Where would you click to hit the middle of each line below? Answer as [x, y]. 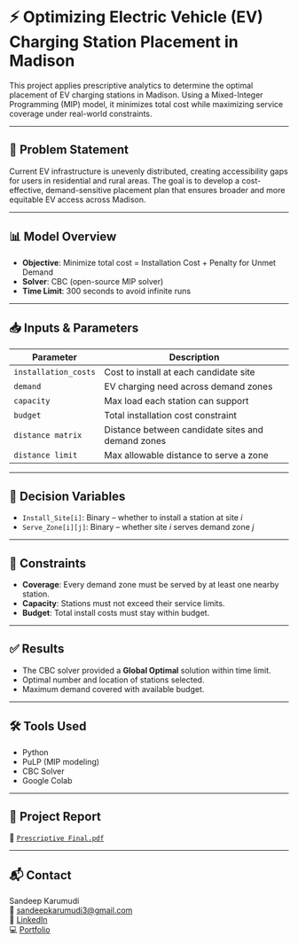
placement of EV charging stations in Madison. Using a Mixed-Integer [136, 95]
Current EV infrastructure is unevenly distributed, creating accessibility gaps [149, 171]
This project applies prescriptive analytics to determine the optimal [131, 85]
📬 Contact [40, 875]
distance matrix [48, 436]
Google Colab [47, 780]
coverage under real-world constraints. [81, 113]
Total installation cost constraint [170, 416]
